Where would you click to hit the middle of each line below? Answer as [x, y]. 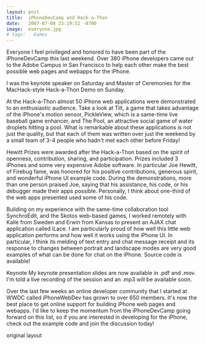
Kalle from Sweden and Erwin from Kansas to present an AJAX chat [91, 222]
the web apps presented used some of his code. [67, 197]
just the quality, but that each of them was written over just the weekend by [101, 134]
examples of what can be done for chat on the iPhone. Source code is [94, 255]
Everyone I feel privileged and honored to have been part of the [86, 52]
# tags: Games [27, 35]
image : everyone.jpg [34, 29]
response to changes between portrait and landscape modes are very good [101, 248]
